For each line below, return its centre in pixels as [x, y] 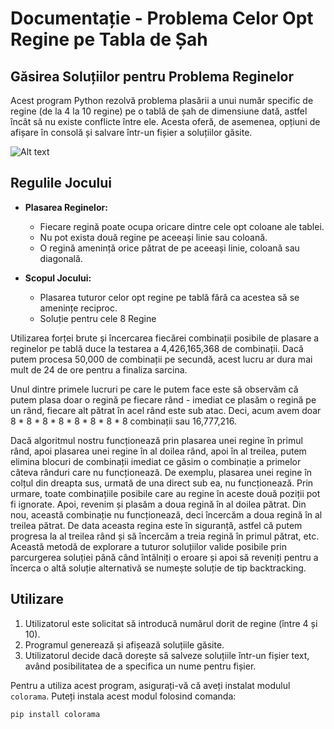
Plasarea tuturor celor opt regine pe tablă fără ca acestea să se [169, 297]
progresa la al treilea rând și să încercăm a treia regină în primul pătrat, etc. [165, 536]
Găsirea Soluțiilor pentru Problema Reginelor [152, 76]
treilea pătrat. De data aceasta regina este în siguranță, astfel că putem [156, 525]
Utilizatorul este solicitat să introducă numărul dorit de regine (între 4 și [171, 623]
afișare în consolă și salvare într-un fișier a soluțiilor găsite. [131, 132]
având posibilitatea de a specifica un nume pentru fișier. [140, 666]
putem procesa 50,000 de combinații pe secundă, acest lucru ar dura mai [161, 359]
